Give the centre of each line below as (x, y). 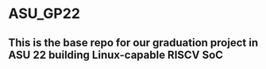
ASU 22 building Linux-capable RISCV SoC (116, 54)
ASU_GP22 (44, 14)
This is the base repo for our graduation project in (133, 43)
